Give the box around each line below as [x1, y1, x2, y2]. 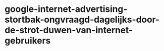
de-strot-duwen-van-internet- [4, 25, 133, 36]
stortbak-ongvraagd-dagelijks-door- [4, 14, 160, 25]
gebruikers [4, 35, 51, 47]
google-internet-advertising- [4, 3, 127, 15]
